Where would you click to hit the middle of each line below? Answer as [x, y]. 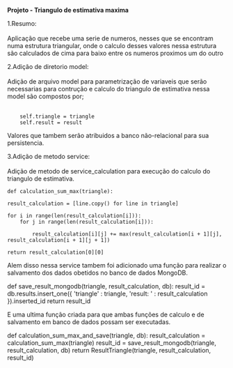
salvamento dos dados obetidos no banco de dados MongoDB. [98, 273]
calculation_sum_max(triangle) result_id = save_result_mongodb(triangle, [112, 343]
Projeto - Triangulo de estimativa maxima [68, 10]
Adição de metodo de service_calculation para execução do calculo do [109, 171]
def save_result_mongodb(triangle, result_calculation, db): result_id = [106, 286]
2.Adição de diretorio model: [48, 67]
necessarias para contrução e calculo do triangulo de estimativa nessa [109, 89]
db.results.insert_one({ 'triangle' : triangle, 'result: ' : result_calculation [107, 293]
